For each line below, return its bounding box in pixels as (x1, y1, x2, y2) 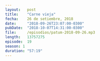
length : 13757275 (5, 35, 45, 40)
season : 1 (5, 44, 25, 49)
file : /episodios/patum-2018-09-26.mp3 (5, 30, 96, 35)
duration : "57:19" (5, 48, 43, 53)
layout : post (5, 7, 36, 12)
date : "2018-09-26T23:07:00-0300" (5, 21, 84, 26)
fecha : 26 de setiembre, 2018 (5, 16, 74, 21)
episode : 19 (5, 39, 32, 44)
